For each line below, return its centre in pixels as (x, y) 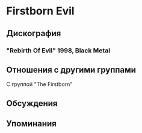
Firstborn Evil (40, 11)
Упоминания (32, 124)
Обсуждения (32, 103)
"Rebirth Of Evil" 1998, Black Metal (58, 51)
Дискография (34, 33)
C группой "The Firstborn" (39, 84)
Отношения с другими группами (71, 70)
